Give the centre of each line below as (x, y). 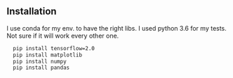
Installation (32, 11)
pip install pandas (41, 68)
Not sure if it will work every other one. (63, 36)
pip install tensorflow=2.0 (54, 48)
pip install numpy (40, 61)
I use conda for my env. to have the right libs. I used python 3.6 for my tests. (117, 28)
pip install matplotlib (47, 55)
